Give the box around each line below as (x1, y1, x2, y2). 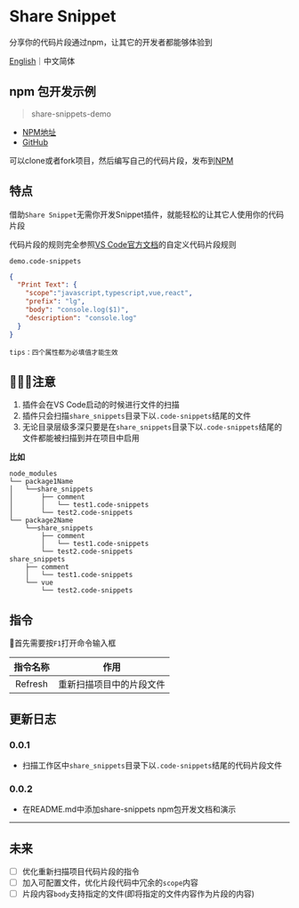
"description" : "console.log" (25, 313, 138, 322)
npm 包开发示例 (9, 84, 96, 100)
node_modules (9, 470, 58, 478)
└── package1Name (9, 478, 74, 486)
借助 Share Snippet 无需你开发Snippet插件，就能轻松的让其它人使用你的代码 (9, 209, 285, 220)
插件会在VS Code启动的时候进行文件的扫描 (21, 399, 180, 410)
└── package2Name (9, 516, 74, 526)
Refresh (14, 678, 49, 690)
